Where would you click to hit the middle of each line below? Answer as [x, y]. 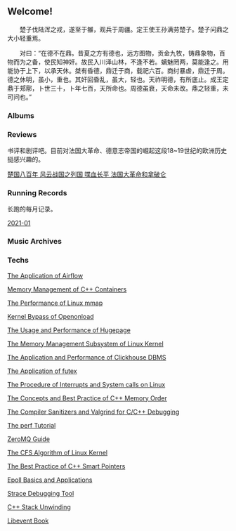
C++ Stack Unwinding [39, 507]
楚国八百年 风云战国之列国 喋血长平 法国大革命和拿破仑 [87, 174]
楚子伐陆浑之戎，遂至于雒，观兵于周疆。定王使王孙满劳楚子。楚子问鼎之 [124, 29]
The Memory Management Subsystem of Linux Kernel [85, 343]
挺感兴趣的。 [26, 159]
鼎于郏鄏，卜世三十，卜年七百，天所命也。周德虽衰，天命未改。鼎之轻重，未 [118, 88]
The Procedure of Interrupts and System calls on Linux [86, 384]
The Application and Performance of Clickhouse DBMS [87, 357]
